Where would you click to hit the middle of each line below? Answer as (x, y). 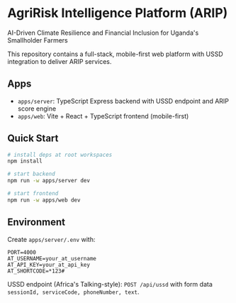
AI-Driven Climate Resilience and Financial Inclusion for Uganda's (103, 33)
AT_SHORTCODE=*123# (36, 271)
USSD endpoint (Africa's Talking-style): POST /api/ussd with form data (110, 284)
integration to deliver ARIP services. (60, 61)
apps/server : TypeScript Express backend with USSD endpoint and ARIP (123, 101)
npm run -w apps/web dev (44, 200)
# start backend (31, 174)
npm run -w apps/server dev (49, 181)
